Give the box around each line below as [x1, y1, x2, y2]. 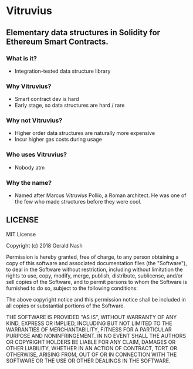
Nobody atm [14, 164, 45, 171]
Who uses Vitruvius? [6, 151, 67, 159]
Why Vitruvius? [6, 82, 52, 90]
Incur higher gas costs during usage [14, 136, 103, 143]
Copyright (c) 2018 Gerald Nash [6, 242, 83, 249]
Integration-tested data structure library [14, 67, 111, 75]
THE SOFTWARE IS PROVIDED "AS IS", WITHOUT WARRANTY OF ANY [6, 313, 177, 320]
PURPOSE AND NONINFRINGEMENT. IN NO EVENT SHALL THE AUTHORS [6, 332, 187, 339]
